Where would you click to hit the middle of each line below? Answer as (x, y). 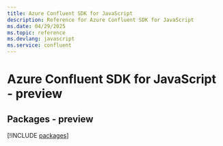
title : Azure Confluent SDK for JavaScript (70, 13)
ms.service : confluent (39, 45)
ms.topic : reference (37, 33)
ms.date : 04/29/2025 (37, 26)
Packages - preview (50, 119)
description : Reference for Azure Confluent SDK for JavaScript (101, 20)
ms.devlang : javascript (41, 39)
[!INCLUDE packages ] (38, 135)
